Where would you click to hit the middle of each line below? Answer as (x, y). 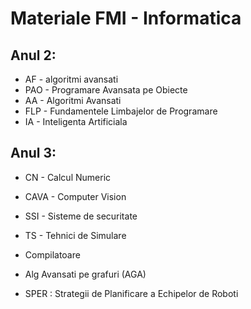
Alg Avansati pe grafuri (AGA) (85, 274)
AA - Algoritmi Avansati (73, 100)
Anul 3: (33, 153)
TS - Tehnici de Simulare (75, 235)
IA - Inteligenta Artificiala (76, 121)
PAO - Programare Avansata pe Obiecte (106, 90)
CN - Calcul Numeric (68, 177)
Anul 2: (33, 55)
